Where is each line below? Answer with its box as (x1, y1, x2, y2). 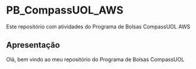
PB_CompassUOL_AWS (6, 4, 124, 17)
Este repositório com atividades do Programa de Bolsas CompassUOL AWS (6, 23, 191, 30)
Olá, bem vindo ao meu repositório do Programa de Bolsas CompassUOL (6, 55, 185, 63)
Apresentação (6, 40, 61, 50)
